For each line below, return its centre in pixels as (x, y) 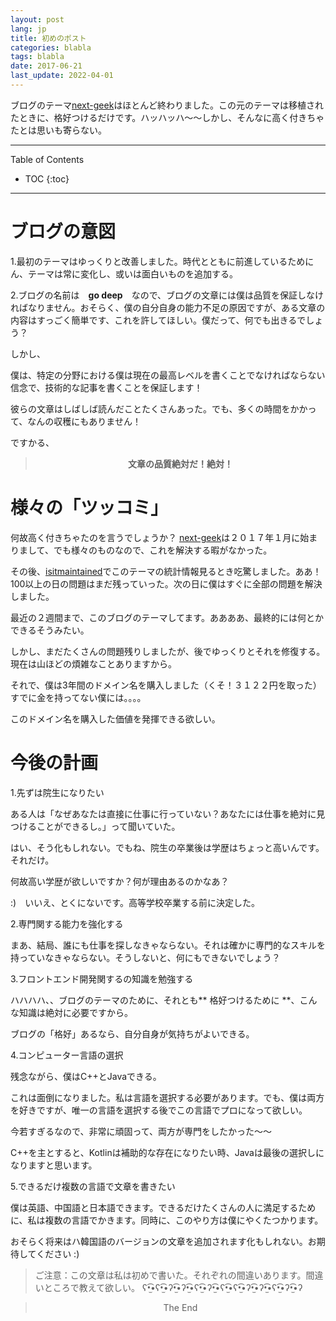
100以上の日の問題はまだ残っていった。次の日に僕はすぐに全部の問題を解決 (166, 583)
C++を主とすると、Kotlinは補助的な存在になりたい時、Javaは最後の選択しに (167, 1152)
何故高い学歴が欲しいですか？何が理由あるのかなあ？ (120, 881)
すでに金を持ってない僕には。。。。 (78, 697)
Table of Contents (47, 159)
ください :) (58, 1253)
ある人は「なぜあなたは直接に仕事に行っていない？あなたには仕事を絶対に (163, 813)
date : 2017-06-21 (46, 66)
